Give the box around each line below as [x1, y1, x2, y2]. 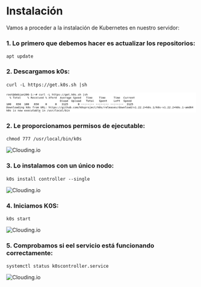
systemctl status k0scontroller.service [6, 263, 110, 270]
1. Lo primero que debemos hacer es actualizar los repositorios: [6, 39, 196, 47]
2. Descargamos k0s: [6, 67, 70, 76]
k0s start [6, 216, 31, 222]
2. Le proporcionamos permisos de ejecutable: [6, 122, 146, 130]
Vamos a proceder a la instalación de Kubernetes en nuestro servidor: [6, 24, 179, 31]
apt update [6, 53, 34, 59]
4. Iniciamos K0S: [6, 201, 59, 210]
